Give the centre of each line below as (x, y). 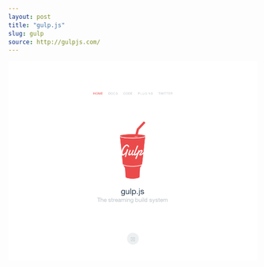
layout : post (30, 17)
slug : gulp (26, 33)
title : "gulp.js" (37, 25)
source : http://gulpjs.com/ (55, 42)
